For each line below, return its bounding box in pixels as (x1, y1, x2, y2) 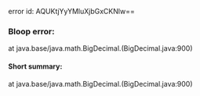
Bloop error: (8, 26, 55, 37)
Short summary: (8, 62, 63, 71)
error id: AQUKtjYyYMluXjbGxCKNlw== (8, 7, 135, 16)
